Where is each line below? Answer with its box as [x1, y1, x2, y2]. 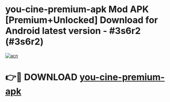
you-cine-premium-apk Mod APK [5, 4, 149, 15]
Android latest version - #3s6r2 [5, 25, 141, 37]
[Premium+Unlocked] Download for [5, 14, 158, 26]
